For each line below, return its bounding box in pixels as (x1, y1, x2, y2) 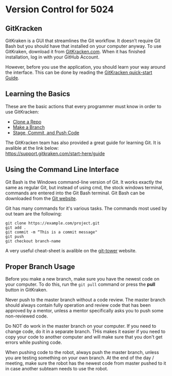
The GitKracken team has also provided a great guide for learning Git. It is (5, 140, 161, 146)
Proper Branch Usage (5, 263, 75, 271)
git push (5, 234, 24, 239)
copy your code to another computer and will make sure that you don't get (5, 334, 163, 340)
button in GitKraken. (5, 287, 48, 293)
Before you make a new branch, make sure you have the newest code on (5, 276, 160, 282)
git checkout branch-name (5, 239, 61, 244)
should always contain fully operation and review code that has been (5, 302, 151, 308)
